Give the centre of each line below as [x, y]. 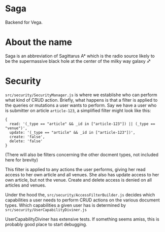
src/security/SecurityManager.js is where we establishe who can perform [81, 95]
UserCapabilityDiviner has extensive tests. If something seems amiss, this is [82, 219]
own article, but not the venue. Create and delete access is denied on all [78, 180]
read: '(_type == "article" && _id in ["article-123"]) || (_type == [82, 124]
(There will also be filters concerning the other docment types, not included [82, 155]
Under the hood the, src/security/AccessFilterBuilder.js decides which [80, 194]
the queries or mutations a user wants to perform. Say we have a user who [81, 105]
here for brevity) [22, 160]
